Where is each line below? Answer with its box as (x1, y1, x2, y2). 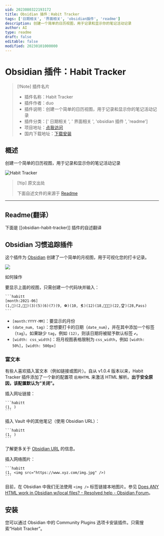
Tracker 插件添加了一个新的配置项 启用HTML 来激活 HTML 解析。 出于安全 (5, 374, 149, 380)
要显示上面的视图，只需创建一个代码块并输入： (5, 285, 99, 290)
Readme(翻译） (5, 211, 53, 219)
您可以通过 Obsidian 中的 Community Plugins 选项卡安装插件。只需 (5, 520, 140, 526)
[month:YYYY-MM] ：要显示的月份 (12, 318, 76, 324)
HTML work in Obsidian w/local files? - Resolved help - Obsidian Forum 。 (5, 490, 153, 496)
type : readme (5, 30, 32, 35)
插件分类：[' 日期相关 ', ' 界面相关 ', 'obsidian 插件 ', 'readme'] (24, 118, 148, 124)
